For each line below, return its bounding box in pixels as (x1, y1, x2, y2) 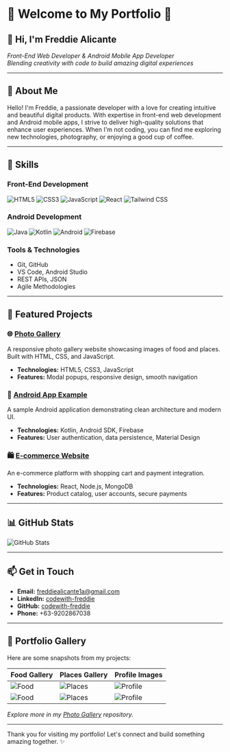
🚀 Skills (7, 159, 39, 171)
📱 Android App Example (7, 390, 88, 399)
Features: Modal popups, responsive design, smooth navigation (16, 373, 198, 381)
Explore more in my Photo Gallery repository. (7, 710, 133, 718)
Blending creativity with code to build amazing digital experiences (7, 59, 194, 67)
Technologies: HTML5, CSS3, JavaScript (16, 365, 134, 373)
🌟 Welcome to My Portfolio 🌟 (7, 6, 172, 22)
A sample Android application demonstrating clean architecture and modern (7, 406, 221, 414)
